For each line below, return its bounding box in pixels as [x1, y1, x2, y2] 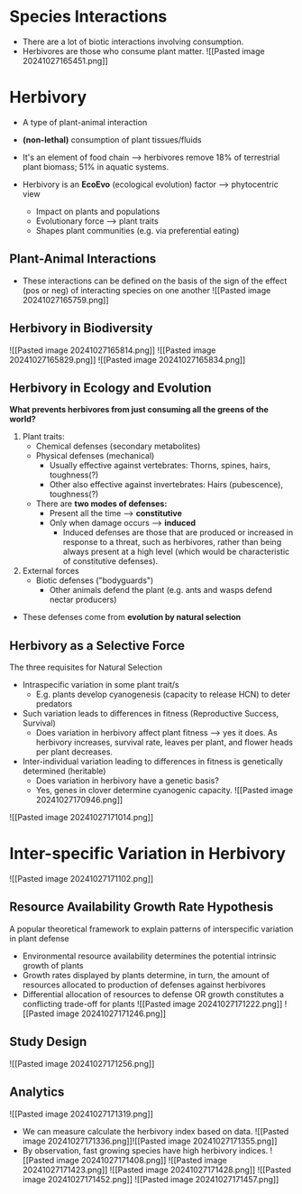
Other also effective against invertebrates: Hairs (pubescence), [49, 479, 284, 490]
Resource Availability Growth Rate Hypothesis [9, 900, 274, 915]
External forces [22, 566, 79, 577]
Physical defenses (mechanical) [35, 450, 155, 461]
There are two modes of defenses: [35, 498, 168, 509]
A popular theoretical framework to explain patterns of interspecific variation [9, 923, 294, 934]
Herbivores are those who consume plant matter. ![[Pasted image [22, 45, 265, 56]
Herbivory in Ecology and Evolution [9, 380, 212, 395]
